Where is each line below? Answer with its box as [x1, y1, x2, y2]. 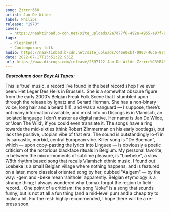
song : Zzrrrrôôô [5, 7, 39, 13]
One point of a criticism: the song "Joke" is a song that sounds [24, 185, 154, 191]
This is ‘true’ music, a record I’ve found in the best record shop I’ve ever [5, 83, 155, 89]
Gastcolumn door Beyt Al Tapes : [5, 73, 75, 79]
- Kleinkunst [10, 40, 37, 46]
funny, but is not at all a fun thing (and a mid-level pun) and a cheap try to [5, 190, 159, 196]
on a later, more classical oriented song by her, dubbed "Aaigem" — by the [5, 169, 161, 175]
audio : [5, 50, 19, 55]
